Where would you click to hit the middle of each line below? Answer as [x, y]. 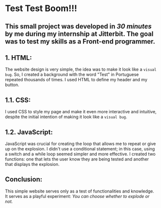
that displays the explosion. [32, 164]
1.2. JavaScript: [29, 132]
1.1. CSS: [18, 100]
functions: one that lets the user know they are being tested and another [77, 159]
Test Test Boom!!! [41, 8]
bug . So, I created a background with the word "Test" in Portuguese [72, 74]
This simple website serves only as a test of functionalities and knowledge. [80, 191]
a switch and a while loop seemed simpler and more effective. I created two [80, 154]
